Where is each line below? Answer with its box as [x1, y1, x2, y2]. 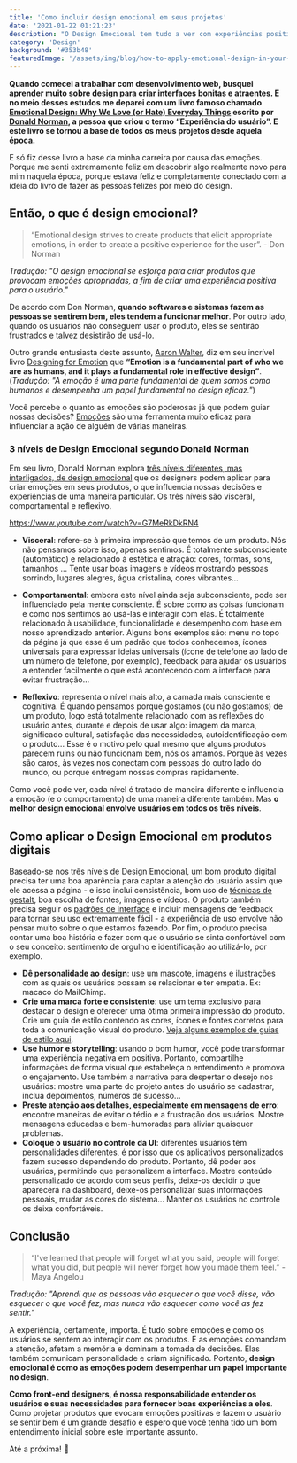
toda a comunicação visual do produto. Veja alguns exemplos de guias [21, 1024, 279, 1035]
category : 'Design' [9, 37, 81, 47]
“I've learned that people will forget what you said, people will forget [30, 1252, 280, 1263]
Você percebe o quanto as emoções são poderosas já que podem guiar [9, 401, 270, 412]
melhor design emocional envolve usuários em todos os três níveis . [9, 803, 263, 813]
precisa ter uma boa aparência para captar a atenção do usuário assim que [9, 875, 283, 886]
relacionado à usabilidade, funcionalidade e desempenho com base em [21, 618, 283, 629]
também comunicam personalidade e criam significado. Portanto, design [9, 1352, 276, 1363]
